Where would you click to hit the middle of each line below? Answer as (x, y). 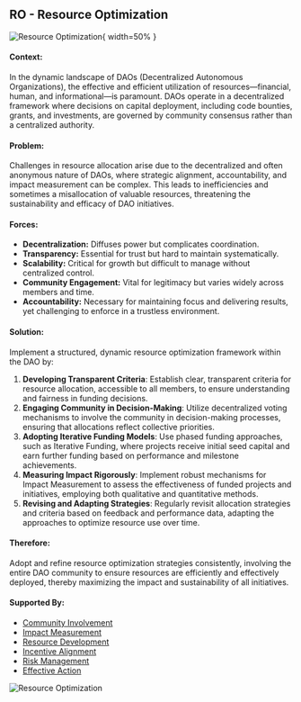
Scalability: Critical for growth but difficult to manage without (136, 264)
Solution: (27, 332)
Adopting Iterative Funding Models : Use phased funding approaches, (152, 436)
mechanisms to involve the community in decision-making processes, (151, 417)
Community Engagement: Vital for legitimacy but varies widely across (153, 283)
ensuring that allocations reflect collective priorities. (119, 427)
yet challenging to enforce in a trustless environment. (121, 311)
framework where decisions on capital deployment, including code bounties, (151, 106)
